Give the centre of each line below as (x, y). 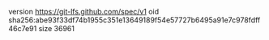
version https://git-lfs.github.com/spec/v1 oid (84, 12)
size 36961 (57, 28)
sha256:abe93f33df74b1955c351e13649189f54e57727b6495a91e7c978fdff (134, 20)
